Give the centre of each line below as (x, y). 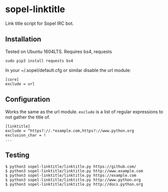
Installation (23, 39)
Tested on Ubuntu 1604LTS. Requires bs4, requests (59, 51)
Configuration (28, 100)
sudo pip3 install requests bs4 (39, 61)
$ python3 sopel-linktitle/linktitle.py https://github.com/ (71, 167)
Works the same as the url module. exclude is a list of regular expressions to (84, 111)
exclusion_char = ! (26, 135)
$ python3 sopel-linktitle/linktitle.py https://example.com (71, 176)
